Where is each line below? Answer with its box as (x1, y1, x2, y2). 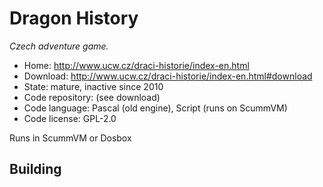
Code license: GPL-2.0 (23, 112, 117, 124)
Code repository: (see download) (23, 91, 161, 103)
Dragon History (9, 7, 139, 30)
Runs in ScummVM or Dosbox (9, 132, 132, 144)
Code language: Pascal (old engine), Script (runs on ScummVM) (23, 102, 288, 114)
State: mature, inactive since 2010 (23, 80, 164, 92)
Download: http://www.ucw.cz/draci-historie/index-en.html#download (23, 70, 313, 82)
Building (9, 161, 62, 178)
